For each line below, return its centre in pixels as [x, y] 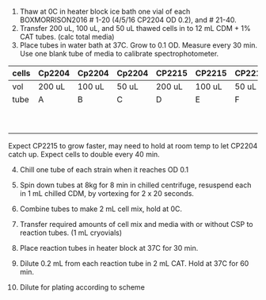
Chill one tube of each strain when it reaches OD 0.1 [104, 169]
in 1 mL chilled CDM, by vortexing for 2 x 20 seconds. [106, 193]
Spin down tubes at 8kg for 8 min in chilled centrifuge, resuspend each [135, 185]
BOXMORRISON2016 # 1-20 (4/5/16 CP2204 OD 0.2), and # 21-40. [128, 20]
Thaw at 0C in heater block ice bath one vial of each [105, 12]
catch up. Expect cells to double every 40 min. [84, 154]
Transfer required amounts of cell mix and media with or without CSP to [136, 224]
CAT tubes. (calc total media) [67, 37]
